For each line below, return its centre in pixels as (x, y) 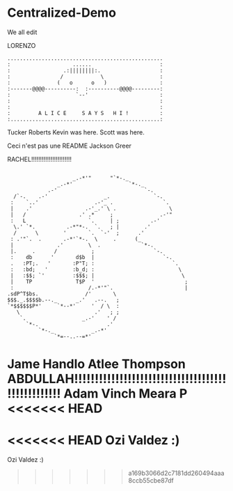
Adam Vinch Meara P (126, 394)
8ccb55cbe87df (151, 481)
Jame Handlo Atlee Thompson (96, 364)
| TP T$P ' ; (99, 281)
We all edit (22, 32)
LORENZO (22, 45)
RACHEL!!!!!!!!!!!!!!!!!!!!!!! (39, 159)
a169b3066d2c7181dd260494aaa (176, 473)
